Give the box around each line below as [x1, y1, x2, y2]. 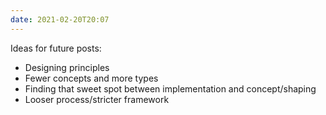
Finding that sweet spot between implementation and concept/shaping [24, 82, 317, 95]
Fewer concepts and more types [24, 72, 159, 84]
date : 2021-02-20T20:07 [10, 14, 110, 25]
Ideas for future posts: [10, 42, 102, 54]
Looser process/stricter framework [24, 93, 170, 105]
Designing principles [24, 61, 110, 73]
